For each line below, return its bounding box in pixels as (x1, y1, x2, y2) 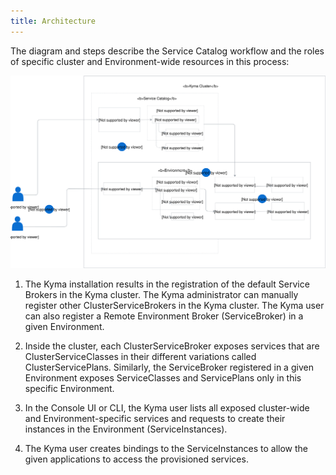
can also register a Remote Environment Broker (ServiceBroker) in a (24, 310, 304, 322)
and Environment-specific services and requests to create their (24, 413, 286, 425)
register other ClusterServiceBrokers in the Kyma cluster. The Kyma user (24, 300, 325, 312)
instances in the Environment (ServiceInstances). (24, 423, 228, 435)
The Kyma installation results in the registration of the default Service (24, 278, 310, 290)
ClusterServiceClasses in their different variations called (24, 351, 257, 363)
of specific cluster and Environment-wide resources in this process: (10, 55, 290, 67)
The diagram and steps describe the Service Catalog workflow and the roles (10, 45, 325, 57)
